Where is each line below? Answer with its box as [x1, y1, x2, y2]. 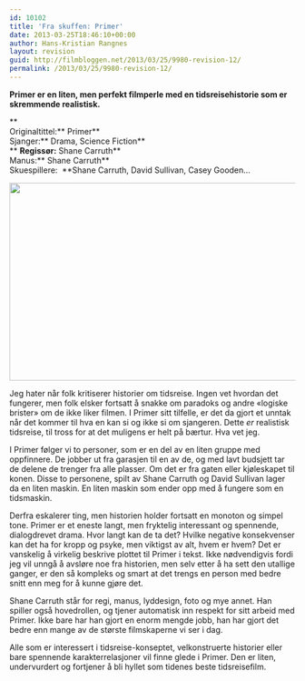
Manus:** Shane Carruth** [9, 155, 110, 165]
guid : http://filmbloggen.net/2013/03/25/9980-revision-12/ [9, 55, 242, 65]
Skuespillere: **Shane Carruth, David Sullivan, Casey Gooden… [9, 165, 251, 175]
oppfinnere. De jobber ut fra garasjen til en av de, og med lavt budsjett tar [9, 454, 285, 465]
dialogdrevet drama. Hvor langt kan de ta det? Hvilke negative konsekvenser [9, 529, 295, 540]
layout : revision [9, 47, 75, 56]
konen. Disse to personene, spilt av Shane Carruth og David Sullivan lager [9, 473, 286, 484]
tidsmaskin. [9, 492, 53, 503]
